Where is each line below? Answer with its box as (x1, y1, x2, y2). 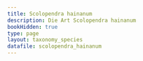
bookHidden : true (7, 23, 58, 30)
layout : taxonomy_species (7, 36, 83, 43)
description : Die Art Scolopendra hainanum (7, 17, 137, 24)
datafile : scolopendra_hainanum (7, 43, 102, 50)
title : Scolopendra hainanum (7, 10, 93, 18)
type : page (7, 29, 39, 37)
